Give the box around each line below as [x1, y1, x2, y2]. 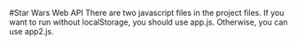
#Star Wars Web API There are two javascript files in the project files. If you [9, 8, 285, 18]
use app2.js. [9, 26, 55, 36]
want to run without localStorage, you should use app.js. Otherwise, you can [9, 17, 288, 27]
